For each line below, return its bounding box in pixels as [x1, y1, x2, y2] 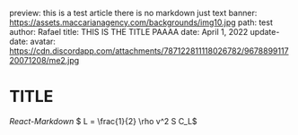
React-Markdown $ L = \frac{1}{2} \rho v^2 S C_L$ [9, 115, 197, 126]
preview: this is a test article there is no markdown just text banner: [9, 8, 258, 18]
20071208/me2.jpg [9, 55, 80, 65]
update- [250, 27, 280, 37]
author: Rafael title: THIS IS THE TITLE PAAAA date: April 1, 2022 [9, 27, 249, 37]
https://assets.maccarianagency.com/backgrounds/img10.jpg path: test [9, 17, 274, 28]
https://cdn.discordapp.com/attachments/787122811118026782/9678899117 [9, 46, 289, 56]
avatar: [30, 36, 57, 46]
